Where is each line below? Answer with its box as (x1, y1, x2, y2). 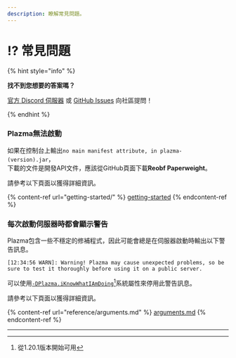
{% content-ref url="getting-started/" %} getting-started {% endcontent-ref (7, 193, 227, 201)
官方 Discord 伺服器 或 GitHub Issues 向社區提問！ (7, 96, 153, 104)
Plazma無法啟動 (7, 129, 62, 139)
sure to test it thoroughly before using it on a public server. (7, 265, 202, 273)
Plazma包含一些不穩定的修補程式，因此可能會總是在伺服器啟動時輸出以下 (7, 236, 220, 245)
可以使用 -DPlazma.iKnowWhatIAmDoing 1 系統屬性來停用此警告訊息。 (7, 278, 196, 287)
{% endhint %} (7, 110, 51, 118)
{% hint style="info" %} (7, 66, 76, 75)
